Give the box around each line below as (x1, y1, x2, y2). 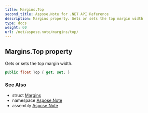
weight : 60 (5, 25, 27, 30)
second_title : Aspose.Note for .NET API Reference (5, 12, 109, 16)
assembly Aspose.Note (12, 102, 58, 108)
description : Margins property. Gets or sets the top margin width (5, 16, 144, 21)
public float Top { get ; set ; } (5, 70, 70, 75)
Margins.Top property (5, 48, 73, 56)
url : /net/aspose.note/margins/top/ (5, 30, 79, 34)
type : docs (5, 20, 27, 26)
